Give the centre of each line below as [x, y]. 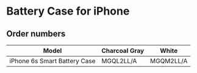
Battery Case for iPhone [68, 11]
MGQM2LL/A [169, 61]
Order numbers [36, 34]
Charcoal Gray [123, 51]
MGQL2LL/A [119, 61]
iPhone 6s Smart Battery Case [52, 61]
